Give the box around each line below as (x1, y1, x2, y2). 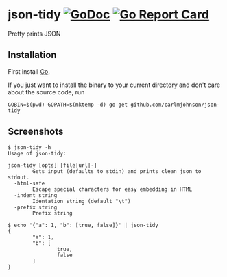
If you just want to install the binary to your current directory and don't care (8, 81, 221, 89)
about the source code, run (8, 88, 85, 96)
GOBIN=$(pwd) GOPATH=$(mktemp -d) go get (8, 101, 128, 108)
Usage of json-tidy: (8, 150, 67, 157)
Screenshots (8, 126, 64, 137)
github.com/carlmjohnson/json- (130, 101, 220, 108)
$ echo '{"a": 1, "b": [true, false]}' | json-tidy (8, 222, 158, 228)
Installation (8, 49, 57, 61)
